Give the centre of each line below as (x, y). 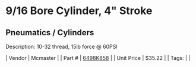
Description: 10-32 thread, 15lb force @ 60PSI (62, 46)
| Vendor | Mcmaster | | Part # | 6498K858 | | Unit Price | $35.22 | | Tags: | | (98, 58)
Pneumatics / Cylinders (50, 33)
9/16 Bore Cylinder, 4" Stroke (79, 11)
